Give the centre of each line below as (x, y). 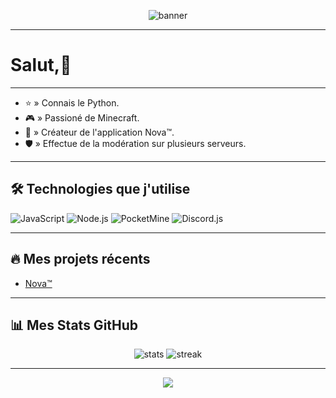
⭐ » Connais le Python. (72, 102)
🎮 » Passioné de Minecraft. (82, 117)
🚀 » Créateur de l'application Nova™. (99, 132)
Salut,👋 (41, 65)
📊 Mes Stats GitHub (74, 325)
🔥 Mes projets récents (80, 259)
